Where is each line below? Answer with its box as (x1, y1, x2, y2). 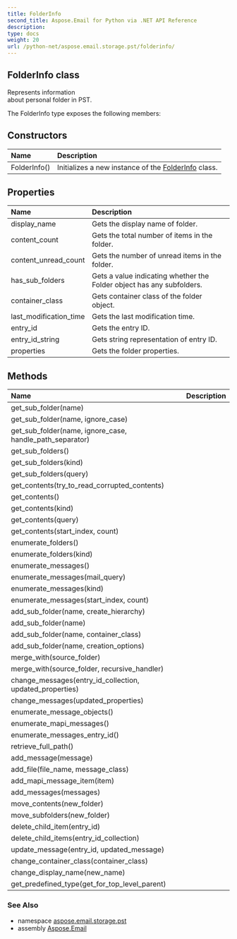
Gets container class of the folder (91, 291, 202, 301)
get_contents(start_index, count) (11, 526, 119, 536)
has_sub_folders (11, 276, 65, 286)
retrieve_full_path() (11, 741, 74, 751)
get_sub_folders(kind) (11, 458, 83, 468)
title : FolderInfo (7, 10, 61, 18)
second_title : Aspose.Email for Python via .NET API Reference (7, 17, 197, 24)
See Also (7, 900, 39, 910)
